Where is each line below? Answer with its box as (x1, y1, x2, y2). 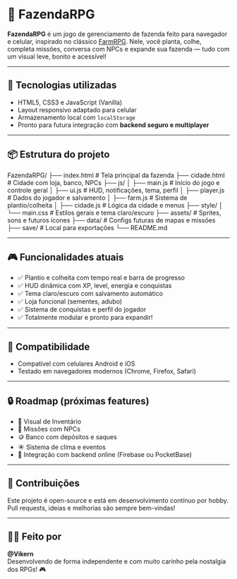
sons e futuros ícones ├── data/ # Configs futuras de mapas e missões (7, 215, 216, 225)
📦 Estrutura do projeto (7, 148, 110, 161)
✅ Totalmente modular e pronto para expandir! (17, 314, 153, 322)
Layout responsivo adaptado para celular (17, 105, 137, 114)
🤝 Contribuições (7, 477, 80, 489)
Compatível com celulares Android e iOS (17, 359, 135, 368)
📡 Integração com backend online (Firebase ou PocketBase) (17, 450, 193, 458)
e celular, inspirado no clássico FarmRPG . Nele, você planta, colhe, (7, 37, 202, 45)
